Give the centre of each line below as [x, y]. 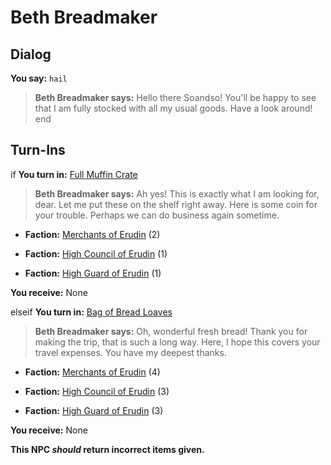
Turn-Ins [38, 150]
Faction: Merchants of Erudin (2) [92, 234]
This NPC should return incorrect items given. [107, 449]
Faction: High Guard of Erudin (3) [94, 410]
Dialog [31, 54]
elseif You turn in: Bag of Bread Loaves [91, 312]
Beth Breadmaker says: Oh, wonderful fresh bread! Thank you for [171, 331]
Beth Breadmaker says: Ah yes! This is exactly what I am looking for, [177, 193]
